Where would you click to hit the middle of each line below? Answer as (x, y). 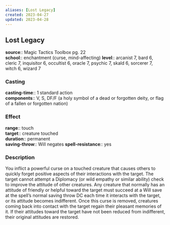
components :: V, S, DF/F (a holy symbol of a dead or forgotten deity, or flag (84, 98)
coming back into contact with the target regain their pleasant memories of (83, 206)
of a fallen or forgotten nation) (37, 104)
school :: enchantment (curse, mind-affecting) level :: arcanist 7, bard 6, (79, 58)
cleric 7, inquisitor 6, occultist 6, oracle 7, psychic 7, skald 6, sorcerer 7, (79, 63)
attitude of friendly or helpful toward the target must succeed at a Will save (84, 190)
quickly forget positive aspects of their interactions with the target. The (79, 174)
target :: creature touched (32, 133)
